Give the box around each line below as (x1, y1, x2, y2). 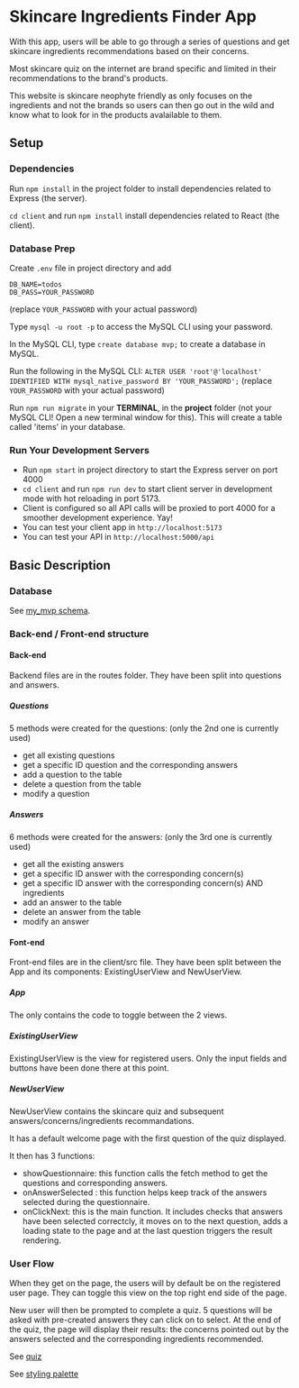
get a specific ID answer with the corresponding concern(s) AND (22, 877, 264, 889)
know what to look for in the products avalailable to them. (9, 109, 222, 120)
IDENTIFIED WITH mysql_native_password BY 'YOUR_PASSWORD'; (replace (9, 375, 273, 386)
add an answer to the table (22, 897, 122, 908)
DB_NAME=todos (9, 279, 63, 289)
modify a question (22, 789, 90, 799)
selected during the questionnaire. (22, 1197, 150, 1208)
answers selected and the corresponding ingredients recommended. (9, 1334, 264, 1345)
